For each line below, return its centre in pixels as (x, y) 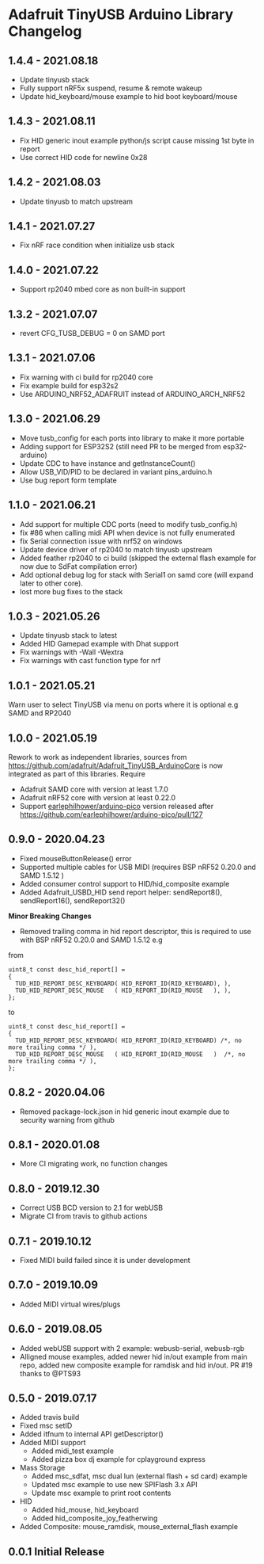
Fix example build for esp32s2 (69, 385)
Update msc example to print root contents (101, 1493)
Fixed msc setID (46, 1426)
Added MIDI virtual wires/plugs (70, 1304)
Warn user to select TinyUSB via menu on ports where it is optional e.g (123, 705)
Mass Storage (42, 1468)
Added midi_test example (73, 1451)
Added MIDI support (53, 1443)
